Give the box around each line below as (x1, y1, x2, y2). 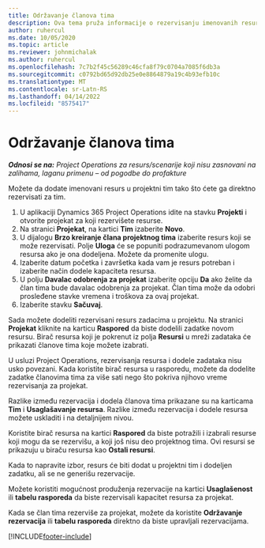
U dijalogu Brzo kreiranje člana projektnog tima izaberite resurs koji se (19, 232, 252, 242)
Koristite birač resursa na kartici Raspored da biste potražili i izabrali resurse (8, 429, 256, 438)
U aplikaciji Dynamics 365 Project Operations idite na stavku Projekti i (19, 207, 247, 217)
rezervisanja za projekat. (8, 381, 88, 391)
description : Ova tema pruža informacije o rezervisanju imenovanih (8, 19, 238, 27)
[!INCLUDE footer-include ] (8, 531, 92, 542)
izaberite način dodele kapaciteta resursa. (19, 266, 156, 276)
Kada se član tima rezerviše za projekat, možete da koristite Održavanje (8, 508, 243, 518)
